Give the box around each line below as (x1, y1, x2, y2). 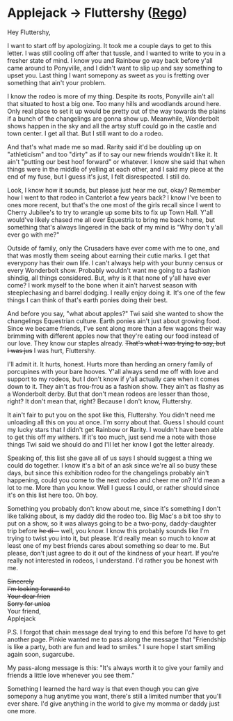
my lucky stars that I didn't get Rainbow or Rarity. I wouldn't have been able (7, 425, 224, 433)
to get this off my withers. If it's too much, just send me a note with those (7, 433, 217, 441)
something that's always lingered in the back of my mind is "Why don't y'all (7, 223, 223, 231)
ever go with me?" (7, 230, 60, 239)
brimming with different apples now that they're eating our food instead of (7, 332, 219, 340)
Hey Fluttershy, (7, 28, 51, 36)
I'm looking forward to (7, 584, 71, 593)
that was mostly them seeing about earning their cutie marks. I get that (7, 251, 210, 260)
